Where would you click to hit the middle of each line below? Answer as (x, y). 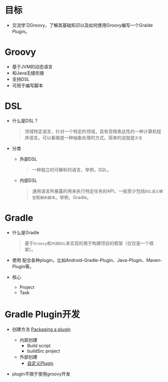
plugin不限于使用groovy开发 (41, 374)
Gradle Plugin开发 (42, 314)
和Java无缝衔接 (28, 73)
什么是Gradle (26, 232)
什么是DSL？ (25, 121)
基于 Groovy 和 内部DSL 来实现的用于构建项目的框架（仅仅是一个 (87, 243)
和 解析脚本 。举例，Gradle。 (64, 197)
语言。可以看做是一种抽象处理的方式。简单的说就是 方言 (86, 137)
